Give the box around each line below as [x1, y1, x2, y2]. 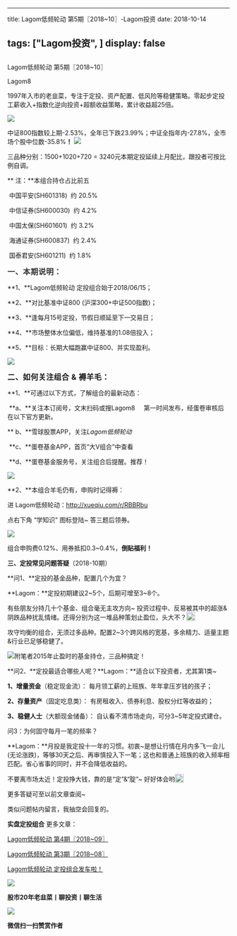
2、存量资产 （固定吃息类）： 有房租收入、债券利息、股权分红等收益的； [7, 696, 214, 705]
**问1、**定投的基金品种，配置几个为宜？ [7, 573, 128, 582]
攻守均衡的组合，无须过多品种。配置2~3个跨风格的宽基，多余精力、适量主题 [7, 628, 229, 636]
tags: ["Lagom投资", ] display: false [7, 37, 166, 49]
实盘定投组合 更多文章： [7, 820, 78, 828]
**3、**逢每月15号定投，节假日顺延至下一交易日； [7, 313, 155, 322]
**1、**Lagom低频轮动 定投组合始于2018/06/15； [7, 283, 153, 291]
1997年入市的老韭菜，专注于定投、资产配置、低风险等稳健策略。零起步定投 [7, 91, 225, 99]
